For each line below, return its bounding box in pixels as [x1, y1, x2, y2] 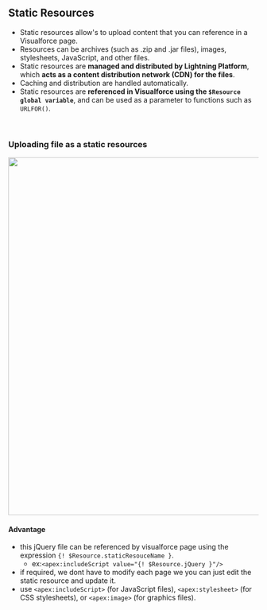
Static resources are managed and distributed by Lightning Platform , [19, 61, 250, 71]
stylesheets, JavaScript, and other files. [19, 52, 150, 62]
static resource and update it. [19, 576, 117, 585]
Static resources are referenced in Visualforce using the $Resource [19, 87, 241, 96]
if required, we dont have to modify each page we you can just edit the [19, 568, 252, 577]
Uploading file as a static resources [8, 138, 148, 150]
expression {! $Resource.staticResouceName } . [19, 550, 174, 560]
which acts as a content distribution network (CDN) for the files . [19, 69, 235, 79]
